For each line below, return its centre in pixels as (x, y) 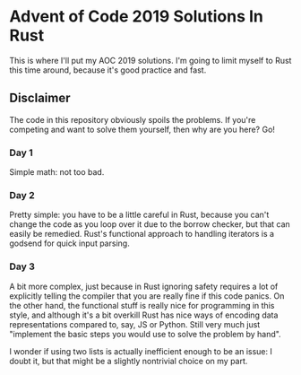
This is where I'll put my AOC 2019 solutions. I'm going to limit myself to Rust (150, 60)
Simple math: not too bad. (57, 172)
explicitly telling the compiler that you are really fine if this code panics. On (147, 296)
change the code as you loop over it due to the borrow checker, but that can (150, 224)
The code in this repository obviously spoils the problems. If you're (133, 119)
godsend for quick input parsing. (69, 243)
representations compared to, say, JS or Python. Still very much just (135, 324)
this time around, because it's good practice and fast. (108, 70)
